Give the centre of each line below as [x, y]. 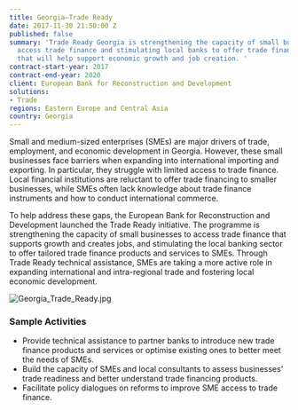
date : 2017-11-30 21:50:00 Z [63, 26]
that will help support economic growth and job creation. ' [133, 59]
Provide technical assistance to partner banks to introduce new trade [148, 341]
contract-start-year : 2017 [59, 67]
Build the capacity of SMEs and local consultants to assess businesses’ [153, 369]
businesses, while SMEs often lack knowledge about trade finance [130, 189]
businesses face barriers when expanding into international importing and [144, 161]
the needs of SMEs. [58, 359]
